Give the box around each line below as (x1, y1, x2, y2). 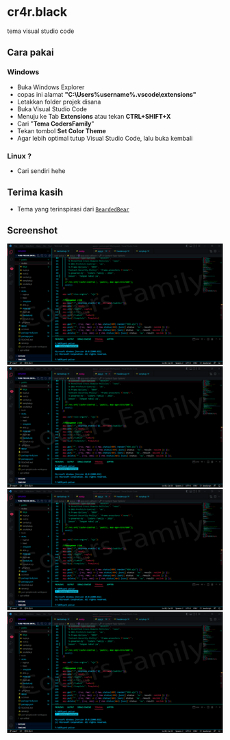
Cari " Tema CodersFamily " (16, 119, 94, 128)
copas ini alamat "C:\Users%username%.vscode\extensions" (16, 90, 196, 98)
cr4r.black (7, 4, 68, 20)
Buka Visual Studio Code (16, 104, 88, 113)
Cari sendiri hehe (16, 166, 66, 175)
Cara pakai (7, 47, 54, 58)
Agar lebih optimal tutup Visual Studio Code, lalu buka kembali (16, 134, 193, 142)
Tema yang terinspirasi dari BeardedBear (16, 205, 130, 213)
